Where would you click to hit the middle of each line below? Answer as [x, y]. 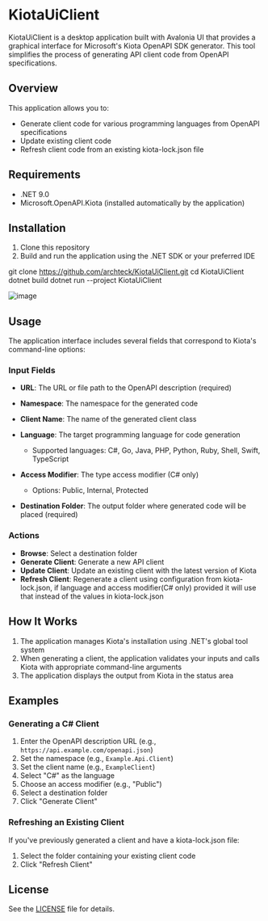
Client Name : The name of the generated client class [108, 419]
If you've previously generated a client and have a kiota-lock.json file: [124, 840]
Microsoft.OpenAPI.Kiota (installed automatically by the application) [132, 203]
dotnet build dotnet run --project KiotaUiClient [85, 280]
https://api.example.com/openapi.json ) [86, 750]
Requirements [44, 175]
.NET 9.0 [35, 194]
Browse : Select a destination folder [79, 553]
